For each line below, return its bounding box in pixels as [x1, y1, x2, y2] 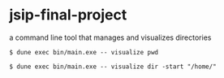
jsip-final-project [9, 6, 127, 24]
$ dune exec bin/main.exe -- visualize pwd [9, 48, 159, 56]
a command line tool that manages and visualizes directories [9, 32, 212, 42]
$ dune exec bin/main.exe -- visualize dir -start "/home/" [9, 63, 218, 71]
